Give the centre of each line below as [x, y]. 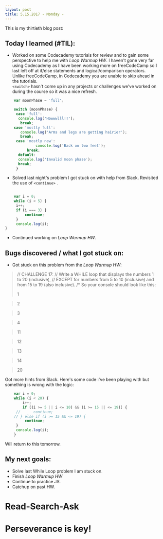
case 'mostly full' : [35, 128]
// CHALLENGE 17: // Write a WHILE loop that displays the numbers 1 [85, 274]
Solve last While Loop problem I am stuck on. [57, 471]
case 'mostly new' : [36, 141]
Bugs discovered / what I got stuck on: [64, 253]
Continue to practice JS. [36, 481]
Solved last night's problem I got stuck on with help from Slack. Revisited [85, 178]
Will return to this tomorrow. [33, 444]
